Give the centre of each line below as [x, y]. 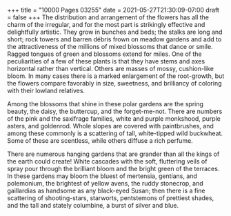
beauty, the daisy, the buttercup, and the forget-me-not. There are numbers [115, 111]
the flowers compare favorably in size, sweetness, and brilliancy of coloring [114, 83]
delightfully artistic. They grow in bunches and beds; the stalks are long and [115, 32]
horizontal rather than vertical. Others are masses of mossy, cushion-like [111, 69]
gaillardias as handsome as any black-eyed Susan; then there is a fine [106, 190]
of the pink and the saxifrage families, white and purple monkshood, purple [114, 119]
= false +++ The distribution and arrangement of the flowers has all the [108, 17]
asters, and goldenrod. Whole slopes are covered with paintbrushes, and [110, 126]
